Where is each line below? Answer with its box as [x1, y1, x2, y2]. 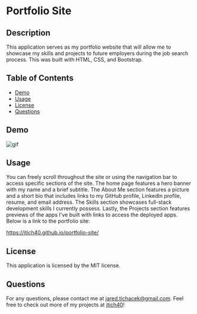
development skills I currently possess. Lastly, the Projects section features [6, 205, 190, 212]
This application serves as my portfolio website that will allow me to [6, 43, 171, 50]
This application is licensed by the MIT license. [6, 262, 120, 269]
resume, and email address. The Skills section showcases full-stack [6, 198, 172, 206]
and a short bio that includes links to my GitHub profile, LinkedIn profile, [6, 193, 182, 200]
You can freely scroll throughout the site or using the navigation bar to [6, 174, 177, 181]
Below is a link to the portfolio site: [6, 217, 90, 225]
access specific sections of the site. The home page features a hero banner [6, 180, 192, 187]
